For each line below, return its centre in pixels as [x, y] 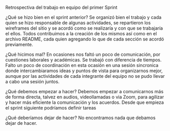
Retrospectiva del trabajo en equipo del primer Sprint [61, 7]
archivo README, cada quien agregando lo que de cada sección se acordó [85, 39]
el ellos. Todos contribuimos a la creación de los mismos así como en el [81, 34]
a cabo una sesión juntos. [33, 82]
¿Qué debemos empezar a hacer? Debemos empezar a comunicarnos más [84, 91]
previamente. [19, 45]
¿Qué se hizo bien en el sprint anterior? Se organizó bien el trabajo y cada [83, 17]
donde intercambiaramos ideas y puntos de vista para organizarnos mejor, [84, 71]
